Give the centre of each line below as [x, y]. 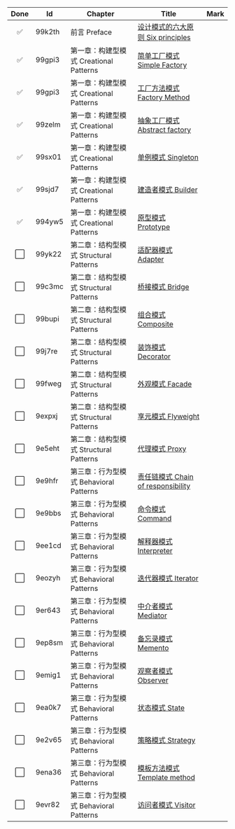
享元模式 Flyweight [169, 416]
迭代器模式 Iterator [168, 578]
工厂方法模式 [159, 88]
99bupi [47, 319]
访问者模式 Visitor [166, 805]
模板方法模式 [159, 768]
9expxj [47, 416]
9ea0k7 [48, 708]
